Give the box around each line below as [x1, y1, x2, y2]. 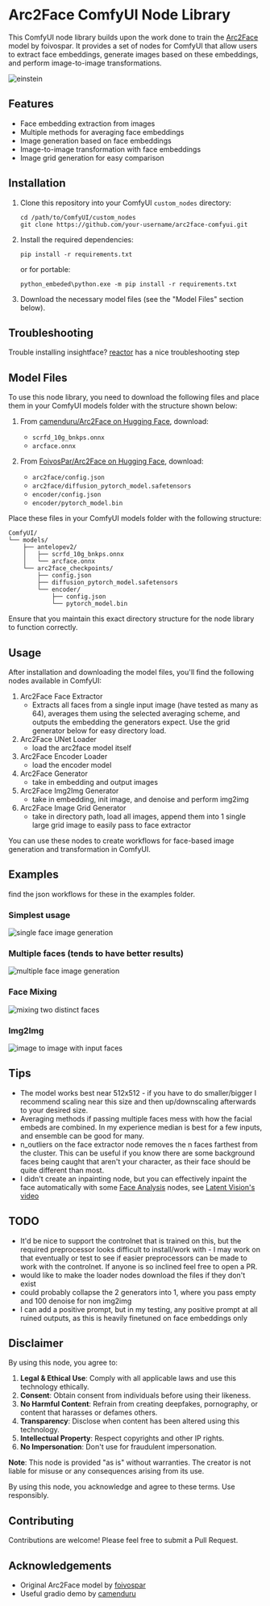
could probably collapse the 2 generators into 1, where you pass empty [19, 1287, 256, 1297]
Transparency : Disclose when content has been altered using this [19, 1416, 240, 1426]
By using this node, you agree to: [8, 1358, 118, 1368]
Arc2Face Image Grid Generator [19, 803, 127, 812]
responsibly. [8, 1491, 49, 1500]
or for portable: [19, 264, 71, 274]
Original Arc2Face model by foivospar [19, 1580, 147, 1590]
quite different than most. [19, 1165, 105, 1175]
